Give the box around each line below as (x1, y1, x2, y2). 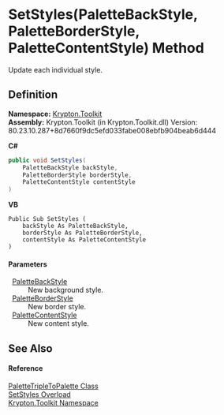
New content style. (28, 319, 89, 328)
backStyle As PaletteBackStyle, (22, 222, 129, 230)
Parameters (8, 259, 47, 269)
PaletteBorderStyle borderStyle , (22, 171, 133, 179)
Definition (8, 88, 58, 102)
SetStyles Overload (8, 389, 71, 399)
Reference (8, 364, 43, 373)
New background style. (28, 286, 104, 295)
